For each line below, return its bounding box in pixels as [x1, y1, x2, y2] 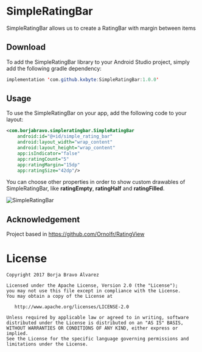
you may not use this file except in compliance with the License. [6, 288, 181, 294]
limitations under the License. [6, 341, 88, 348]
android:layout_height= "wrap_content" [17, 145, 116, 151]
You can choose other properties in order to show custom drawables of [6, 178, 186, 186]
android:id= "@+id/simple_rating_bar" [17, 133, 113, 139]
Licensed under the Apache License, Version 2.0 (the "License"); [6, 283, 178, 289]
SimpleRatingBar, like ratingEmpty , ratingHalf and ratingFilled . [6, 185, 165, 192]
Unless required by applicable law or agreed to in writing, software [6, 315, 189, 321]
